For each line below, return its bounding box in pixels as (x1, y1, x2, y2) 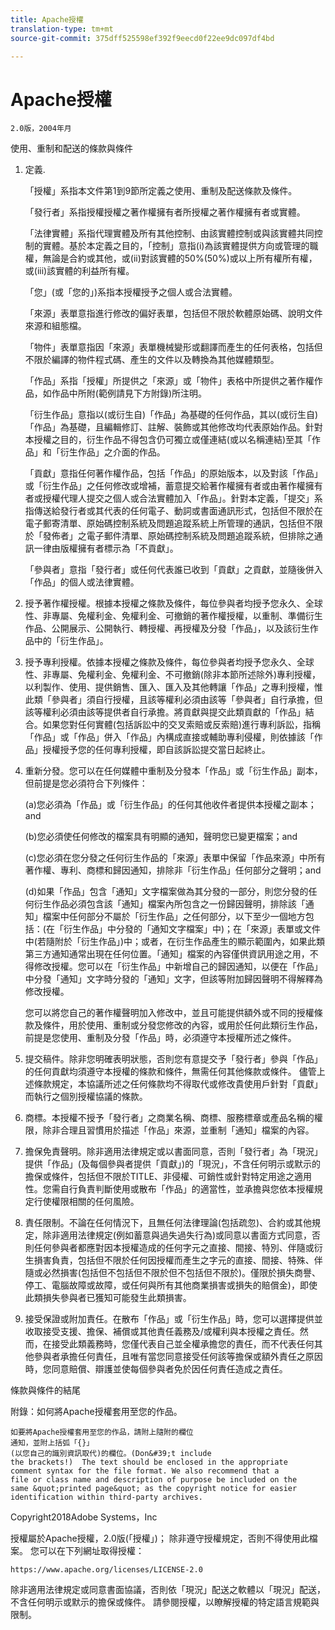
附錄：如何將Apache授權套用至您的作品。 (10, 1406, 183, 1418)
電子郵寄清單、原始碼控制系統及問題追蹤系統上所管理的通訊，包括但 (24, 517, 306, 530)
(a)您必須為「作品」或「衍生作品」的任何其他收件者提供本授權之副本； (24, 799, 317, 811)
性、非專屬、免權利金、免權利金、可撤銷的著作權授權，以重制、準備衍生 (24, 610, 323, 622)
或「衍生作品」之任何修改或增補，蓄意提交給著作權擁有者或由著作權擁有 (24, 480, 323, 492)
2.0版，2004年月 (10, 124, 72, 134)
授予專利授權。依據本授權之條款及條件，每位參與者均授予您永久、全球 (24, 656, 315, 668)
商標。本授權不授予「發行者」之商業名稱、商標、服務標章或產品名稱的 (24, 1112, 315, 1124)
